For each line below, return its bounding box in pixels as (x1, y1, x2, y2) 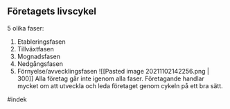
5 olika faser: (7, 24, 44, 32)
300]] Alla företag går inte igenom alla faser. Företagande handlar (17, 74, 204, 83)
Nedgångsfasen (17, 59, 64, 68)
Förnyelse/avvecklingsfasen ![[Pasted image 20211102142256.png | (17, 67, 210, 75)
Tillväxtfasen (17, 44, 54, 53)
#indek (7, 95, 27, 103)
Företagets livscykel (7, 6, 97, 17)
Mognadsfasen (17, 52, 61, 60)
